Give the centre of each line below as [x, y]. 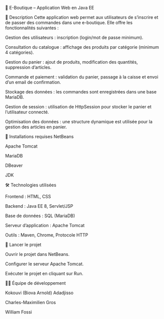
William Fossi [19, 312]
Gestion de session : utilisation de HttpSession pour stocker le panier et [78, 107]
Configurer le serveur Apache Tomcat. [44, 264]
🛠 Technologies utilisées [31, 185]
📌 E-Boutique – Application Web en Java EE [50, 8]
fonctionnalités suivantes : [32, 28]
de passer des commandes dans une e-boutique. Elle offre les [69, 23]
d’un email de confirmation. [33, 82]
